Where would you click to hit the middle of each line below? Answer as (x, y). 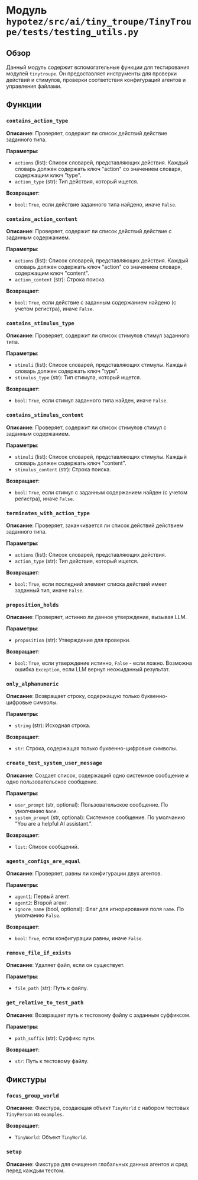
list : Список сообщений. (47, 846)
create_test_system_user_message (54, 763)
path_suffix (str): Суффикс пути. (55, 1038)
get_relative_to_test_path (45, 1003)
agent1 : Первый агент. (42, 896)
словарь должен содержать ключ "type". (66, 371)
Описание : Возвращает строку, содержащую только (73, 696)
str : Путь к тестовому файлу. (51, 1061)
